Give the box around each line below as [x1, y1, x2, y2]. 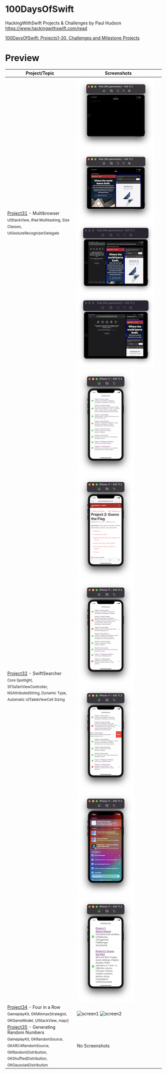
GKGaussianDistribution [7, 1063, 48, 1068]
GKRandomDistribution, [7, 1050, 47, 1055]
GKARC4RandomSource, [7, 1043, 50, 1048]
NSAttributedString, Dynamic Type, [7, 691, 67, 696]
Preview [5, 52, 40, 64]
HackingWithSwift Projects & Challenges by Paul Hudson [5, 20, 122, 26]
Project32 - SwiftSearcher [7, 670, 62, 676]
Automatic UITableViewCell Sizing [7, 697, 65, 702]
